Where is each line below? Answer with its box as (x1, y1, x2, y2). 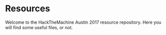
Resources (5, 3, 51, 14)
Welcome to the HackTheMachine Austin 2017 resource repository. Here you (5, 19, 162, 25)
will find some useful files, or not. (5, 24, 73, 30)
